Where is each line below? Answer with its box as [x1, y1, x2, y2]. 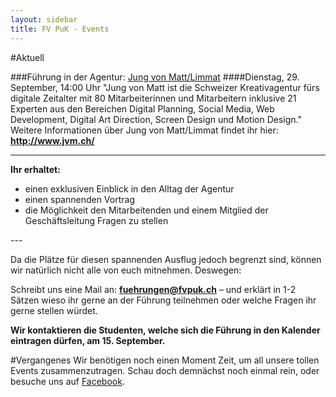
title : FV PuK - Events [10, 24, 110, 34]
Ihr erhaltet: [10, 163, 61, 175]
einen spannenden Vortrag [24, 193, 136, 205]
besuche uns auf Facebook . [10, 375, 125, 387]
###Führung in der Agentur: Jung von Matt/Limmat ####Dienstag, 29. [10, 71, 300, 83]
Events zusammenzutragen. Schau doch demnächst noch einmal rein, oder [10, 364, 320, 376]
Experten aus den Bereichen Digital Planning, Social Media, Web [10, 102, 275, 115]
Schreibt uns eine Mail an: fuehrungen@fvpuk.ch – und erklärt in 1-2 [10, 283, 297, 295]
